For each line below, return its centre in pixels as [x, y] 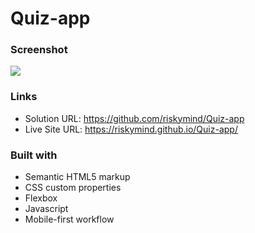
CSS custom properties [73, 188]
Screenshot [39, 50]
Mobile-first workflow [69, 219]
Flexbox [41, 198]
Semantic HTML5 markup [77, 177]
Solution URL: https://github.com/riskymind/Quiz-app [134, 118]
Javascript [46, 209]
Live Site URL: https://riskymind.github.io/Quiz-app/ [131, 129]
